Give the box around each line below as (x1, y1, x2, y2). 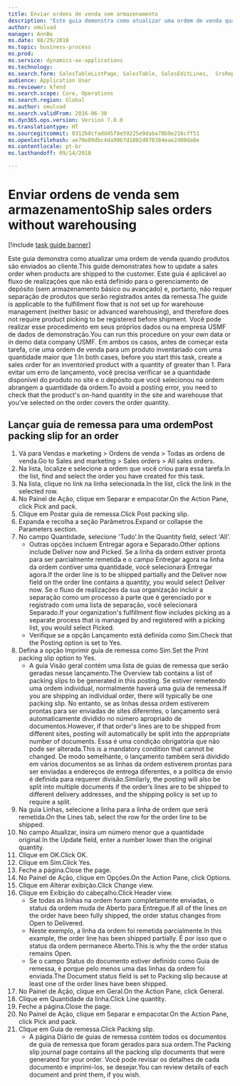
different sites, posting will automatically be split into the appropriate (28, 729, 230, 738)
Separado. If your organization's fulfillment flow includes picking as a (28, 608, 231, 617)
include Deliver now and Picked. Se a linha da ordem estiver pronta (28, 547, 226, 556)
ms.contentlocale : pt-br (8, 143, 82, 150)
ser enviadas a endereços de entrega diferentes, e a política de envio (28, 767, 233, 776)
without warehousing (8, 217, 137, 233)
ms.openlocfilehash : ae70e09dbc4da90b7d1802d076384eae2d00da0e (8, 136, 200, 143)
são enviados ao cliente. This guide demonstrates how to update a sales (8, 262, 218, 270)
